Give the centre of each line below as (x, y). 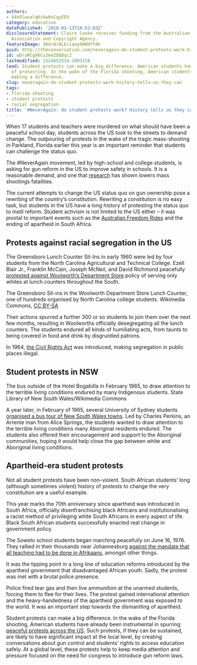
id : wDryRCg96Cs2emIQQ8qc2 (39, 55)
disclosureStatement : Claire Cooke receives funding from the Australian (98, 33)
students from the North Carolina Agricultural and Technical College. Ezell (95, 263)
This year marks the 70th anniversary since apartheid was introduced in (93, 503)
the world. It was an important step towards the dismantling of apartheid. (94, 606)
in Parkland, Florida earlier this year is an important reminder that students (96, 145)
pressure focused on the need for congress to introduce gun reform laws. (95, 655)
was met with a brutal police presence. (53, 576)
